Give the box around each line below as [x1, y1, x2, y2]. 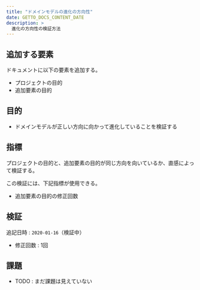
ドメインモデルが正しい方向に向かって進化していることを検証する [14, 122, 178, 130]
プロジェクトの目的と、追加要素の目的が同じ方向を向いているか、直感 [6, 159, 179, 166]
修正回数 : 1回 [14, 241, 49, 249]
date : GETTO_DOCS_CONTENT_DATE [6, 14, 84, 20]
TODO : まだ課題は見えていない [14, 277, 93, 285]
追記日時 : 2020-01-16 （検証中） [6, 229, 85, 236]
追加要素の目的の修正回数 [14, 192, 78, 199]
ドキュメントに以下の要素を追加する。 [6, 67, 101, 74]
